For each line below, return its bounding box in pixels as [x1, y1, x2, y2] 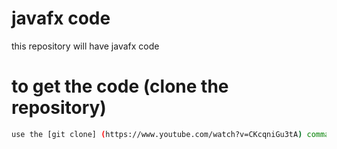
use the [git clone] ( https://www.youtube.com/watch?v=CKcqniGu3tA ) [11, 129, 303, 139]
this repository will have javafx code [11, 40, 160, 52]
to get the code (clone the [11, 75, 229, 98]
